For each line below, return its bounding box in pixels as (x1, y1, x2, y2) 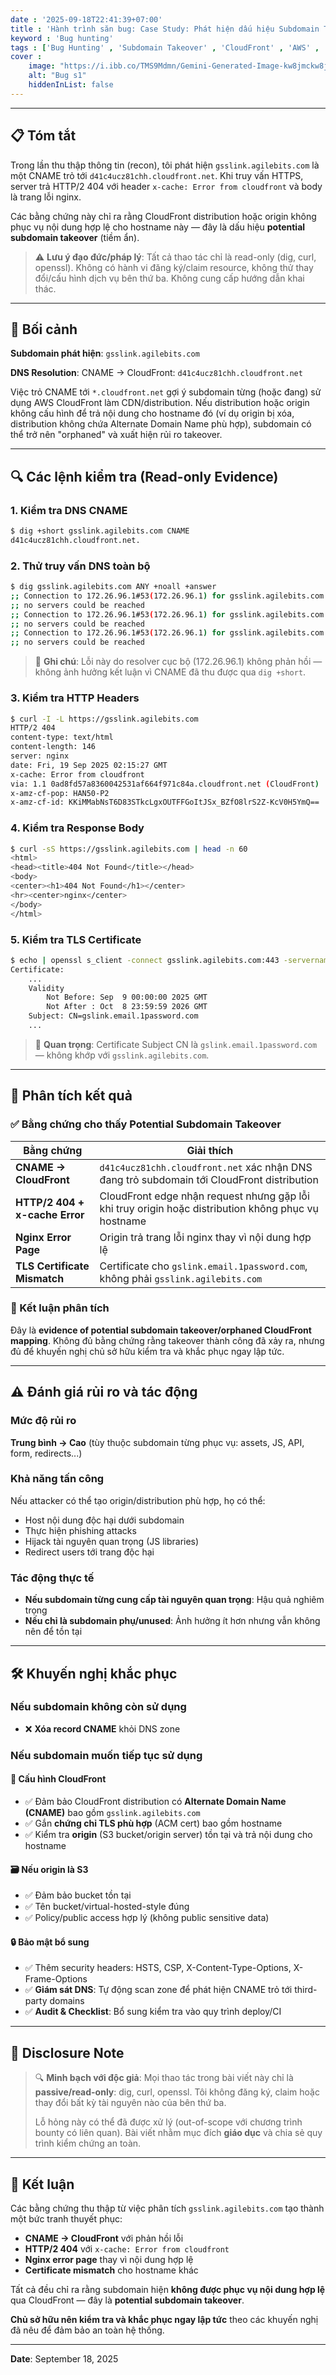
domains (49, 1995, 85, 2007)
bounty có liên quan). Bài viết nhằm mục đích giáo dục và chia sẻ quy (34, 2127, 323, 2139)
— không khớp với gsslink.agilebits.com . (34, 1049, 210, 1061)
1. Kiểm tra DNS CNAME (10, 503, 128, 517)
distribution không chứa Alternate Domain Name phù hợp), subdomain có (10, 418, 312, 430)
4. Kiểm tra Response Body (10, 821, 145, 835)
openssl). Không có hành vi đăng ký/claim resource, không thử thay (34, 261, 314, 273)
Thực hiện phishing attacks (24, 1524, 137, 1536)
